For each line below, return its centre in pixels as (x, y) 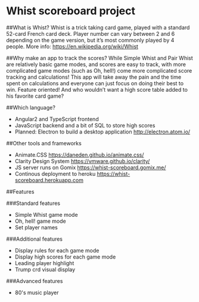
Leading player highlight (44, 263)
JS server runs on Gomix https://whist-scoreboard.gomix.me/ (90, 167)
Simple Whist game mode (46, 214)
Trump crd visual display (45, 269)
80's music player (37, 292)
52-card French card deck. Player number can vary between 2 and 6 (91, 33)
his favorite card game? (35, 96)
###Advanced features (35, 281)
